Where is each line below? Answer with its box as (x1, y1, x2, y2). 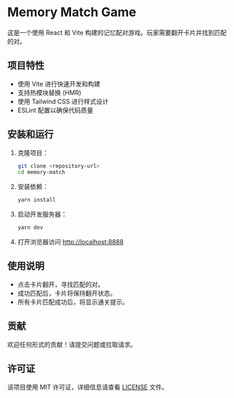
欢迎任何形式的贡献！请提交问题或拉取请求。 (7, 340, 137, 348)
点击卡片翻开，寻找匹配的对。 (17, 280, 104, 288)
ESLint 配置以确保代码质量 (17, 106, 93, 114)
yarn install (17, 197, 56, 204)
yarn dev (17, 224, 44, 232)
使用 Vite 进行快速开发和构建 (17, 79, 100, 88)
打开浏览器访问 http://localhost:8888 (17, 238, 124, 246)
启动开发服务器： (17, 210, 67, 218)
